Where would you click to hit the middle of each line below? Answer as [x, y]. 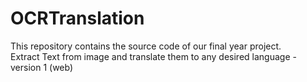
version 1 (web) [42, 67]
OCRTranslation [77, 18]
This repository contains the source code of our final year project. [146, 46]
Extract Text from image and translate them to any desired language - [153, 56]
